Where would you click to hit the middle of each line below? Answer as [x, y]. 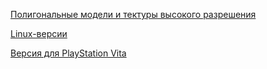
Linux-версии [39, 33]
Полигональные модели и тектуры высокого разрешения [133, 14]
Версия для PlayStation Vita [68, 53]
